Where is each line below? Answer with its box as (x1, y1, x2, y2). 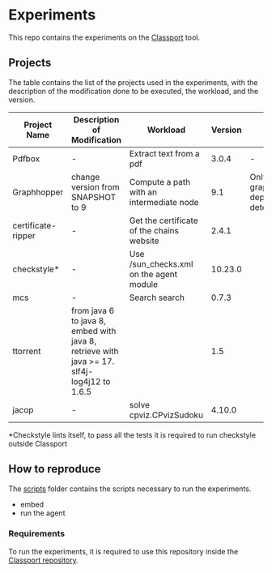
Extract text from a (129, 148, 200, 159)
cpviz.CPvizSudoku (129, 409, 204, 421)
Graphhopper (12, 186, 64, 198)
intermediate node (129, 196, 199, 207)
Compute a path (129, 176, 191, 187)
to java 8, (71, 314, 107, 326)
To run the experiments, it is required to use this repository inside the (8, 546, 239, 556)
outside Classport (8, 438, 67, 448)
